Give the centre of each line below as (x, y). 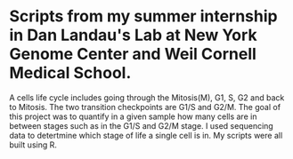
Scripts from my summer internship (143, 16)
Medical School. (70, 73)
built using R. (33, 145)
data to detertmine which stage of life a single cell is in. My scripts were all (146, 135)
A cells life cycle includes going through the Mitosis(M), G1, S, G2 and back (147, 97)
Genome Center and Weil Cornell (133, 54)
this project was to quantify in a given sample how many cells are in (133, 116)
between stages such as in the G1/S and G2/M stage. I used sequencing (141, 125)
